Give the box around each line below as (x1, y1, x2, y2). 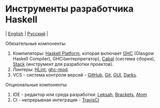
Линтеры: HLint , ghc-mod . (12, 66, 69, 73)
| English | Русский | (5, 30, 48, 37)
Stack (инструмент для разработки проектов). (12, 61, 114, 67)
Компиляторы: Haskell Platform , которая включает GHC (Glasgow (12, 50, 154, 56)
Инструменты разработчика (5, 3, 134, 15)
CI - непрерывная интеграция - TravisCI (12, 97, 99, 103)
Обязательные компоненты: (5, 40, 67, 46)
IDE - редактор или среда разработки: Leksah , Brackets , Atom (12, 91, 147, 97)
